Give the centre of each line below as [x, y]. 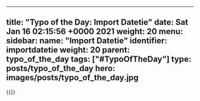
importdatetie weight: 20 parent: [68, 50]
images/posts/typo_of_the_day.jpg [72, 78]
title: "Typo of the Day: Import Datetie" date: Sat [97, 22]
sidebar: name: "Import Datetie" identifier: [87, 41]
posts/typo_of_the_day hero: [61, 69]
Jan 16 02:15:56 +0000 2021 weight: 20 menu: [95, 32]
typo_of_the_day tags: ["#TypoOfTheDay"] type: [99, 59]
